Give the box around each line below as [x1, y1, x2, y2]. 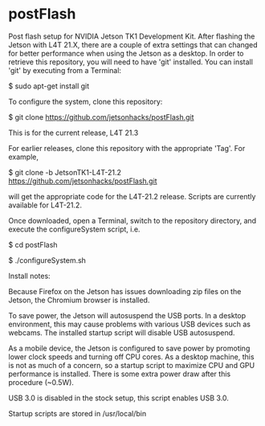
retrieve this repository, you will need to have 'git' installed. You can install [8, 57, 253, 67]
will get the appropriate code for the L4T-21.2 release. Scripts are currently [8, 191, 256, 201]
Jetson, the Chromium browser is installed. [8, 295, 150, 305]
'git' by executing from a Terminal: [8, 65, 122, 75]
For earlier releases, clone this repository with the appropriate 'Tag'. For [8, 143, 246, 153]
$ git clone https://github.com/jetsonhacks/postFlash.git [8, 112, 194, 121]
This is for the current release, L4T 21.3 [8, 128, 139, 137]
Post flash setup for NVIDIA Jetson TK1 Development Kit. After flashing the [8, 31, 255, 41]
